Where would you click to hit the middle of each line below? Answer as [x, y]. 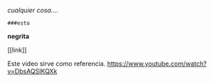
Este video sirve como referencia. [57, 64]
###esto [19, 23]
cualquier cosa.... [33, 10]
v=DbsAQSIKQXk [32, 71]
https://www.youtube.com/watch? [157, 64]
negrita [18, 36]
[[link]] [17, 50]
